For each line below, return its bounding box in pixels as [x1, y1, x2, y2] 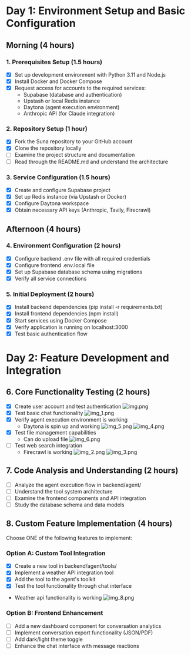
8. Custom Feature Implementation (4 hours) [6, 519, 173, 529]
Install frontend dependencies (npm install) [14, 310, 119, 317]
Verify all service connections [14, 275, 87, 282]
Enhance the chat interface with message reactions [14, 642, 139, 649]
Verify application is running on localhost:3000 [14, 323, 128, 331]
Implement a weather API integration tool [14, 569, 114, 576]
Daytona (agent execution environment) [23, 104, 120, 111]
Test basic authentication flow [14, 330, 88, 337]
